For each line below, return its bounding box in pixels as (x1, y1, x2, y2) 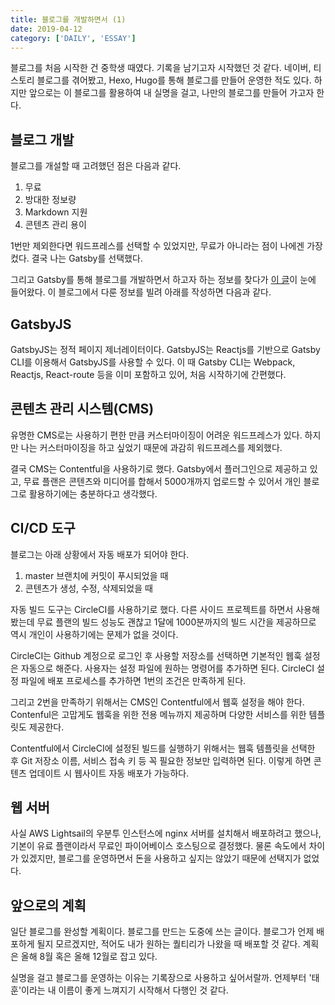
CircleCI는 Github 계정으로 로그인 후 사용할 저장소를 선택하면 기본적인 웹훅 (10, 649, 303, 661)
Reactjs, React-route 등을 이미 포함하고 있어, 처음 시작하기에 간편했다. (10, 369, 287, 380)
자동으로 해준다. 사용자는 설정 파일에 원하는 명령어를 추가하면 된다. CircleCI (20, 662, 315, 674)
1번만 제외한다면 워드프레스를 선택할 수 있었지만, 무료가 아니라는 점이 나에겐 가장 (10, 240, 323, 252)
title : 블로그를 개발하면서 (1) (10, 14, 127, 25)
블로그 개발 (10, 131, 75, 148)
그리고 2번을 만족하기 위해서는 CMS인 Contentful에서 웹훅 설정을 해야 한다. (10, 696, 305, 708)
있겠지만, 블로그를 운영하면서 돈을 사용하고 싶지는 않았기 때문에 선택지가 (20, 852, 302, 865)
